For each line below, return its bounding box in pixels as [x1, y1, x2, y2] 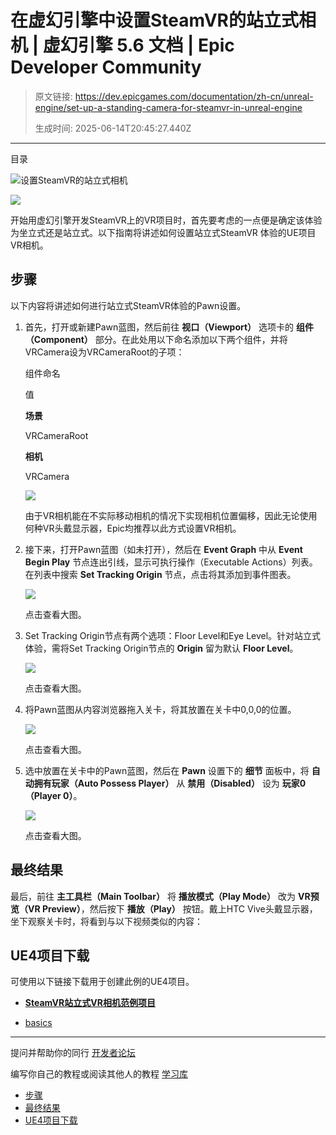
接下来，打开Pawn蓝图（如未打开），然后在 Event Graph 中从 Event [24, 543, 303, 555]
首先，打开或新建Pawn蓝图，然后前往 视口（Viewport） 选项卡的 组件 [24, 321, 314, 333]
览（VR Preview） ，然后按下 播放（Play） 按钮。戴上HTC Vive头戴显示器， [10, 902, 318, 915]
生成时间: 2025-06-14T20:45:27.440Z [34, 122, 192, 134]
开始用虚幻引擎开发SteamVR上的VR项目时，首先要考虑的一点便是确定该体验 [10, 214, 323, 226]
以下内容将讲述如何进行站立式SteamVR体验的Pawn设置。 [10, 299, 247, 311]
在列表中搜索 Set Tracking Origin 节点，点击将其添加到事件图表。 [24, 568, 297, 580]
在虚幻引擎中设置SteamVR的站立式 [10, 9, 299, 32]
